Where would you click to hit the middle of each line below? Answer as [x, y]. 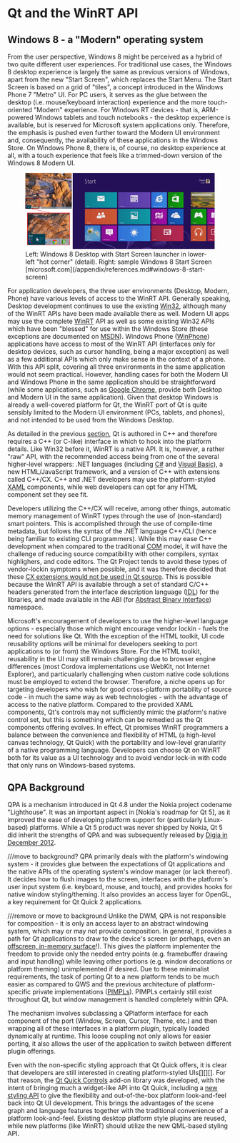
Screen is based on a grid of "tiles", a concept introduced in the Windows [115, 87]
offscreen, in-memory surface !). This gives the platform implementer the [114, 946]
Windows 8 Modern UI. [41, 163]
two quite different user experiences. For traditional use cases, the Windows [120, 64]
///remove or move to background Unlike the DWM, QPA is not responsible [117, 916]
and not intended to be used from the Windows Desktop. [91, 420]
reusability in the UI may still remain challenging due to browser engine [112, 658]
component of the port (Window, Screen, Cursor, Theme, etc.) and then [112, 1021]
